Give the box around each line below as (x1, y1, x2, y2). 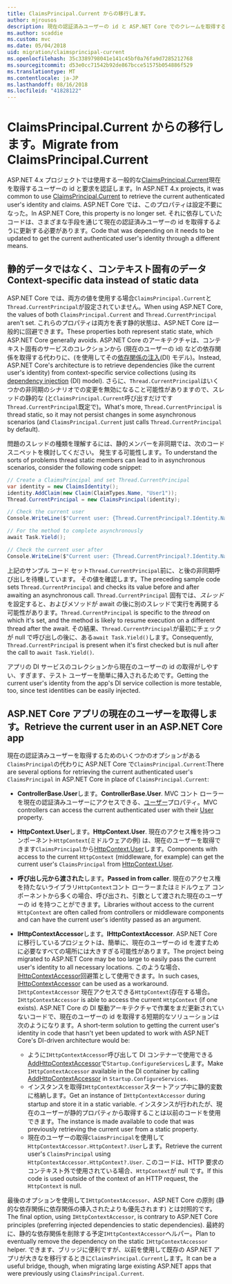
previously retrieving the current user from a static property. (27, 1125, 199, 1134)
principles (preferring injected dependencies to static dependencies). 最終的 (7, 1221, 224, 1229)
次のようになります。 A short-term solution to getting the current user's (17, 1021, 220, 1030)
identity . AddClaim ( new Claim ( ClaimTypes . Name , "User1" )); (7, 489, 177, 496)
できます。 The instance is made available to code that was (27, 1117, 195, 1126)
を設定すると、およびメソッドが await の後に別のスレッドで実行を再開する (7, 599, 220, 608)
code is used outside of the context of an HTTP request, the (27, 1175, 199, 1183)
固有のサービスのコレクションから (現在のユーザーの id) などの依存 (25, 344, 215, 353)
